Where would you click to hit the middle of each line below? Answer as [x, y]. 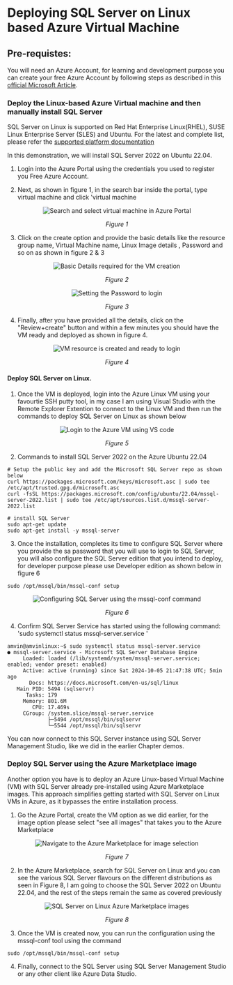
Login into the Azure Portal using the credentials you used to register [116, 169]
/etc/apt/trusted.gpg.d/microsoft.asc [63, 488]
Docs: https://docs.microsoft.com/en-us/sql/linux [104, 683]
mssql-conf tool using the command [69, 940]
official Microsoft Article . [42, 85]
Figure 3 [117, 307]
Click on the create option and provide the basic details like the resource [121, 238]
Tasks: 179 [41, 695]
